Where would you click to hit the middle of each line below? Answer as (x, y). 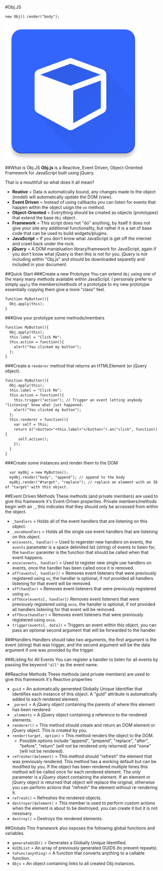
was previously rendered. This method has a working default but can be (84, 761)
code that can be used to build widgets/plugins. (60, 233)
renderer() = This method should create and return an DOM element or (84, 725)
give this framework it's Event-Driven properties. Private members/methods (81, 501)
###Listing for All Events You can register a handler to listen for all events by (81, 659)
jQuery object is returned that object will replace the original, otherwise (83, 782)
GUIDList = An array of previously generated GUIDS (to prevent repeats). (85, 848)
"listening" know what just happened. (44, 405)
